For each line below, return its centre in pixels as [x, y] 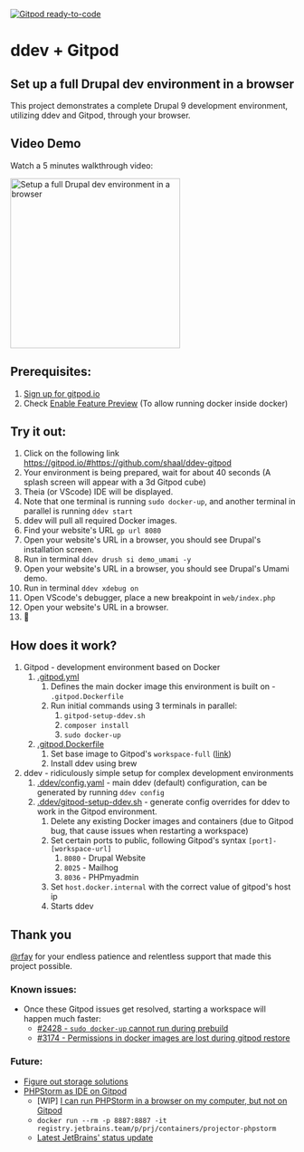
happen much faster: [62, 1019]
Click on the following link [71, 454]
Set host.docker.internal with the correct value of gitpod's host [171, 887]
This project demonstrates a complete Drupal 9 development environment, [149, 106]
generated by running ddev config [101, 792]
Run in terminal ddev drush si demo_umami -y [107, 559]
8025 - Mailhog [91, 868]
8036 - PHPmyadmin [101, 878]
